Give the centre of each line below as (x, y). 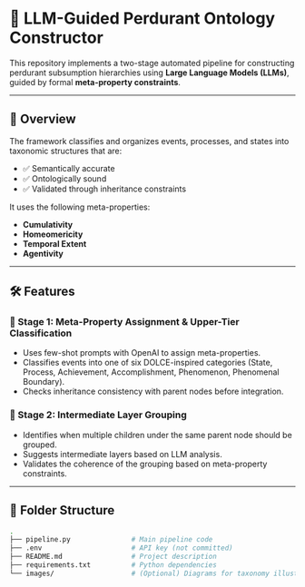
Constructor (57, 38)
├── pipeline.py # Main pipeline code (111, 540)
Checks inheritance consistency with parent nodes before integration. (153, 391)
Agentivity (43, 253)
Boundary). (44, 382)
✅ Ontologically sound (64, 178)
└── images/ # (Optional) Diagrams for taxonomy (140, 573)
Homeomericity (53, 234)
